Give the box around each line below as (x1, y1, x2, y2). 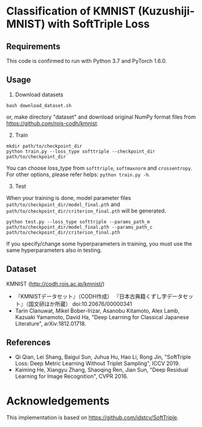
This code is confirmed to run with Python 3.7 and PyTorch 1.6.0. (6, 58, 168, 64)
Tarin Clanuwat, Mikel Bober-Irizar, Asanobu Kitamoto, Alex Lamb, (15, 307, 180, 314)
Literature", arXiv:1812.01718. (15, 320, 86, 327)
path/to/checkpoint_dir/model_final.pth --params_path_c (6, 224, 153, 230)
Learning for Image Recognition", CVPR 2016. (15, 372, 128, 380)
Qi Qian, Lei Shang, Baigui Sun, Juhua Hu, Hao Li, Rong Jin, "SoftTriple (15, 353, 192, 361)
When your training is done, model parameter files (6, 194, 131, 201)
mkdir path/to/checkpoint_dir (6, 143, 83, 149)
